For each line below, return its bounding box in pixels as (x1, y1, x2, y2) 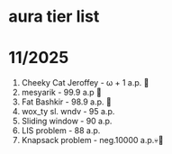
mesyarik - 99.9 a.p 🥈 (21, 87, 103, 98)
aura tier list (8, 6, 100, 27)
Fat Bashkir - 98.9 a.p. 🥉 (21, 96, 112, 107)
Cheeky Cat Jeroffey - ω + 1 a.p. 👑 (21, 77, 149, 88)
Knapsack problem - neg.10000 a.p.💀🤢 (21, 135, 164, 146)
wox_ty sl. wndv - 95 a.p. (21, 106, 115, 117)
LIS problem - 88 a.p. (21, 125, 101, 136)
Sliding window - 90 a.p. (21, 115, 113, 127)
